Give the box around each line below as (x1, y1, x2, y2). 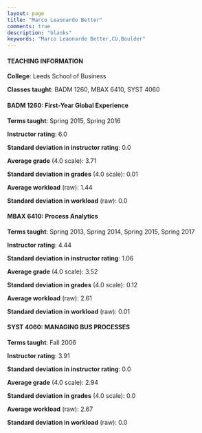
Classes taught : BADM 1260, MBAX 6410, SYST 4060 (7, 85, 160, 93)
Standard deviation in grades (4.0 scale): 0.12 (7, 280, 138, 289)
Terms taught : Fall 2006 (7, 338, 77, 346)
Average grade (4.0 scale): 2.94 (7, 378, 98, 386)
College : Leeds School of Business (7, 72, 106, 80)
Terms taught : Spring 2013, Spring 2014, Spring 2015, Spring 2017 (7, 227, 195, 236)
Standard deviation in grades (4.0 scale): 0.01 (7, 170, 139, 178)
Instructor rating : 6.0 (7, 130, 67, 138)
